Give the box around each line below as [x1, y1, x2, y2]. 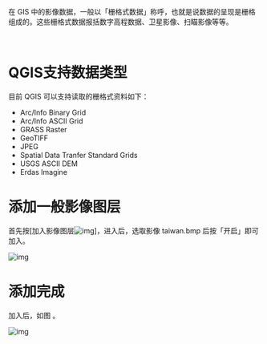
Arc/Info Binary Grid [19, 107, 87, 117]
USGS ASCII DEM [19, 159, 79, 168]
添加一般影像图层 [8, 198, 122, 217]
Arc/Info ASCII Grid [19, 115, 83, 126]
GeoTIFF [19, 133, 49, 143]
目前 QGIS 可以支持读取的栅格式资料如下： [8, 91, 149, 101]
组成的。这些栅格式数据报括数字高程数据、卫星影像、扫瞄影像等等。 [8, 17, 233, 26]
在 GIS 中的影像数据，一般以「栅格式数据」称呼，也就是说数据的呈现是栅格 [8, 7, 257, 16]
